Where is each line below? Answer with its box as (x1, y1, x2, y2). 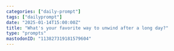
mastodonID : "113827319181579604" (6, 36, 92, 42)
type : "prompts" (6, 30, 46, 36)
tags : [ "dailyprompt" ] (6, 14, 62, 20)
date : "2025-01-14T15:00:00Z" (6, 19, 81, 25)
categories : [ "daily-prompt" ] (6, 8, 81, 15)
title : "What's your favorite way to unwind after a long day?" (6, 25, 169, 31)
